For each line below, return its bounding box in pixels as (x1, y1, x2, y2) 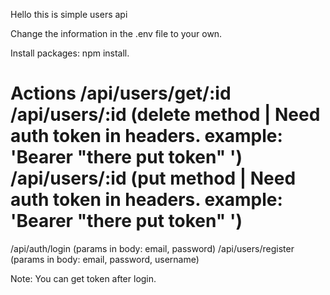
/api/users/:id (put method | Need (10, 167, 297, 190)
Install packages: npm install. (10, 47, 130, 59)
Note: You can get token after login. (10, 272, 157, 284)
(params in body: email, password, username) (10, 253, 200, 265)
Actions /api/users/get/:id (10, 82, 232, 105)
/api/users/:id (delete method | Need (10, 104, 321, 126)
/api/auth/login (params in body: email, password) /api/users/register (10, 242, 295, 254)
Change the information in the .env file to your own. (10, 28, 223, 39)
